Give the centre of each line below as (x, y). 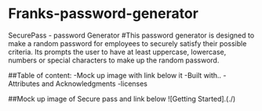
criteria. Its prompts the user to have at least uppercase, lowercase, (117, 52)
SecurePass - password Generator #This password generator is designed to (131, 35)
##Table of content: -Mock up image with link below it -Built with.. (115, 75)
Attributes (24, 84)
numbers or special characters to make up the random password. (114, 60)
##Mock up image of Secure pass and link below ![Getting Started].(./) (122, 98)
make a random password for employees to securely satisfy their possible (127, 43)
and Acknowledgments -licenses (95, 84)
